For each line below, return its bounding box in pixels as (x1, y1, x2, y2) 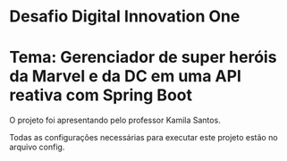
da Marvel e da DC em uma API (9, 66, 241, 87)
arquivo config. (9, 141, 65, 153)
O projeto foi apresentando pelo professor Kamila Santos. (9, 114, 221, 126)
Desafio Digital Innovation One (9, 6, 241, 27)
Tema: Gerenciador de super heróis (9, 47, 277, 68)
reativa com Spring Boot (9, 85, 192, 106)
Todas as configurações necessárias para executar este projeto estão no (9, 132, 279, 143)
